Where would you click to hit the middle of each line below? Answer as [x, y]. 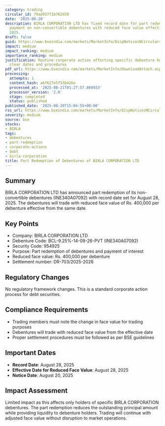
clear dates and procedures [38, 65]
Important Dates [30, 353]
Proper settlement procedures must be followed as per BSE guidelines [83, 337]
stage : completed [27, 97]
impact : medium [21, 46]
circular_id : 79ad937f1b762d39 [37, 14]
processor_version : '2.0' [36, 92]
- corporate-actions [26, 147]
